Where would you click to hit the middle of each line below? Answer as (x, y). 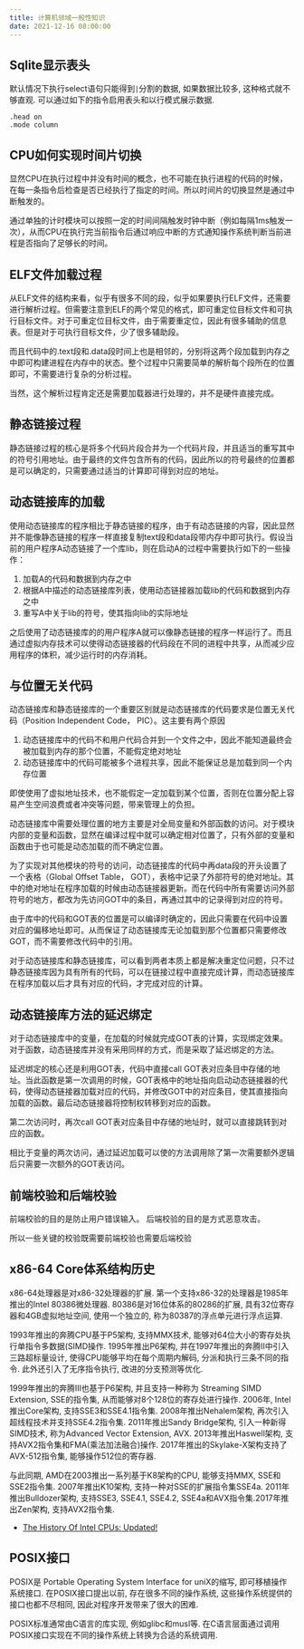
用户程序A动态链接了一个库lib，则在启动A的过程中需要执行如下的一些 (154, 548)
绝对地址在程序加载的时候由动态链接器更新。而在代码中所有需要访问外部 (160, 888)
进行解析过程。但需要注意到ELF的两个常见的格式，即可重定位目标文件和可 (147, 309)
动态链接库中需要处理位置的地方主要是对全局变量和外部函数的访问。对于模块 (152, 824)
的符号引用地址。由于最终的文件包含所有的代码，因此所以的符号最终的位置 (148, 459)
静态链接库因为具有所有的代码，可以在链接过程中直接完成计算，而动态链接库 (152, 972)
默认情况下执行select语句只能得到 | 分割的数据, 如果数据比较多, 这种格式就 (146, 89)
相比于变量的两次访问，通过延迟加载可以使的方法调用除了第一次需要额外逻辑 (152, 1152)
